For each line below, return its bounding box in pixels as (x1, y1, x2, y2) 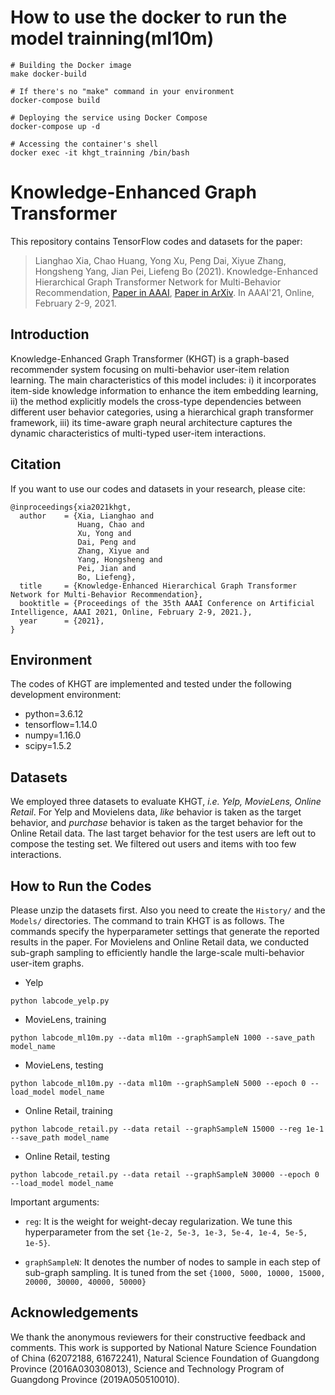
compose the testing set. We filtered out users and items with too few (10, 838, 297, 850)
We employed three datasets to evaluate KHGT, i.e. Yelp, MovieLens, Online (10, 796, 322, 808)
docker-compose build (10, 95, 101, 105)
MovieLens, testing (24, 1059, 104, 1071)
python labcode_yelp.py (10, 996, 110, 1006)
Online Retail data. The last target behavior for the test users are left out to (10, 827, 317, 840)
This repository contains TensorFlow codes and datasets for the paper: (10, 235, 303, 247)
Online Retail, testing (24, 1150, 110, 1162)
